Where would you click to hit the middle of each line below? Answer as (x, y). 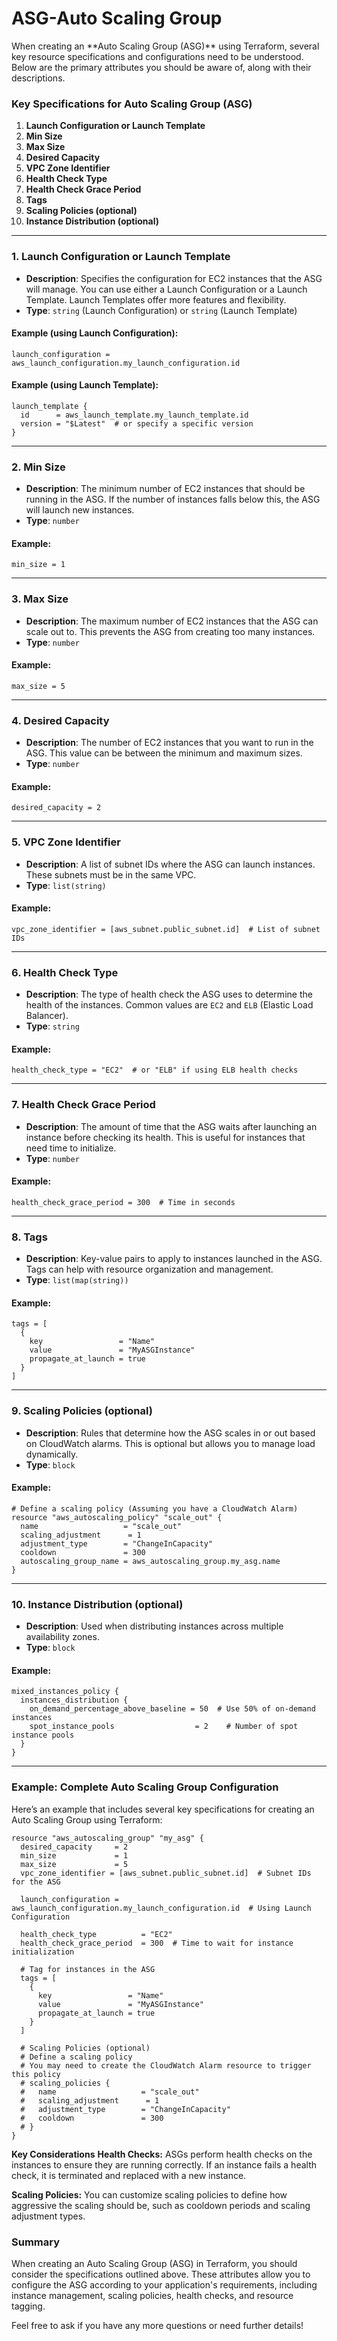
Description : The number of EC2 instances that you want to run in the (169, 743)
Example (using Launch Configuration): (95, 333)
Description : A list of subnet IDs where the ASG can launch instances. (170, 864)
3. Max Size (40, 599)
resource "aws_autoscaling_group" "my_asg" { (107, 1838)
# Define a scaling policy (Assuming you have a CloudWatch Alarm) (155, 1508)
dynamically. (52, 1454)
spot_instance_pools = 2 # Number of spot (164, 1727)
